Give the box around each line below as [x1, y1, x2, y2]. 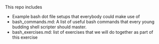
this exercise [12, 34, 38, 40]
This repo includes [5, 4, 42, 10]
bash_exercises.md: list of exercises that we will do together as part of [12, 29, 153, 35]
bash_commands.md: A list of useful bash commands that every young [12, 19, 155, 24]
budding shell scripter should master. [12, 24, 87, 30]
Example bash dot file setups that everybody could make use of [12, 14, 140, 19]
